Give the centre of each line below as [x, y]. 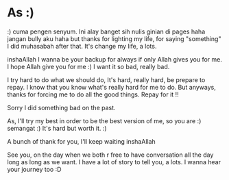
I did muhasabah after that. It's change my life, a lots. [82, 46]
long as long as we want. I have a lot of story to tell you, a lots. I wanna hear [114, 162]
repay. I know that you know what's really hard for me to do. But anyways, [111, 87]
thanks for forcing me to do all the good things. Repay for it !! [93, 94]
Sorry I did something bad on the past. [61, 107]
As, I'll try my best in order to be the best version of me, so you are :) [104, 120]
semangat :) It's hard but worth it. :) [57, 128]
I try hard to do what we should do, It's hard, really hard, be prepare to [106, 79]
